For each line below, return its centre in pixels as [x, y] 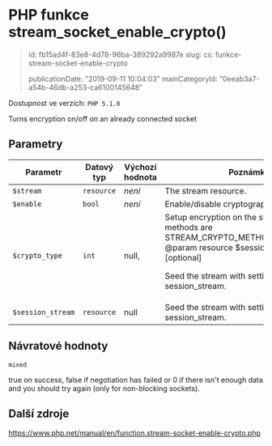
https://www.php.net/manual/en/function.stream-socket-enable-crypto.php [135, 433]
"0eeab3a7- [239, 79]
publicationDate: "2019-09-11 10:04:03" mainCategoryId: [123, 79]
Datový [99, 167]
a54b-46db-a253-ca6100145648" [85, 87]
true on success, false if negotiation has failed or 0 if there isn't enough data [136, 380]
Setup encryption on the [211, 217]
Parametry [36, 144]
